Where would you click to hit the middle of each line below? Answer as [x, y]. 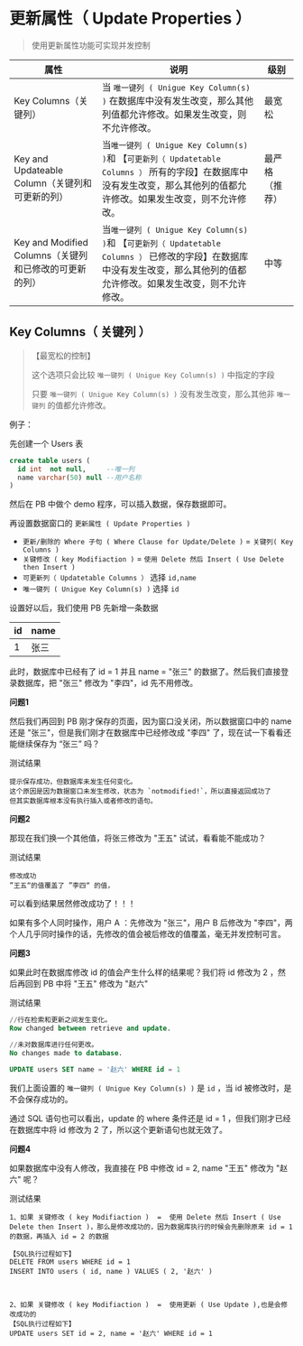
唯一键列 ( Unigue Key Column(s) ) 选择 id [101, 589]
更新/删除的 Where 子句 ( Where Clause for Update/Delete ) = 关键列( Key [158, 542]
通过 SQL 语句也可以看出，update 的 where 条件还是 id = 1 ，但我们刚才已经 [150, 1118]
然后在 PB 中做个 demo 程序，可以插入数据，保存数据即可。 [120, 504]
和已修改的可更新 [50, 269]
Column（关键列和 [53, 183]
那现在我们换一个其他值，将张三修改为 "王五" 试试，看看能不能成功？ [138, 838]
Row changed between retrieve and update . [90, 1029]
